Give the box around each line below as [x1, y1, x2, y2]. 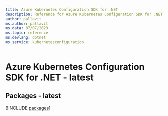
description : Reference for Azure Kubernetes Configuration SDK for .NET [5, 12, 163, 17]
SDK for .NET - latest [5, 72, 94, 83]
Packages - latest [5, 92, 61, 100]
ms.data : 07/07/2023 [5, 26, 49, 31]
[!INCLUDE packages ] [5, 105, 51, 111]
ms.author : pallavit [5, 21, 49, 26]
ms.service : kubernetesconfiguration [5, 40, 85, 45]
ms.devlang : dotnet [5, 35, 46, 40]
